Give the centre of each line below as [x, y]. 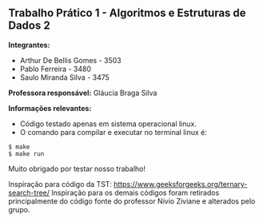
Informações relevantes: [50, 108]
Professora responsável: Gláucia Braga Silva [83, 93]
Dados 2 [29, 26]
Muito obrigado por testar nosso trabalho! [77, 168]
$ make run [26, 154]
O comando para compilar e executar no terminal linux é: [114, 132]
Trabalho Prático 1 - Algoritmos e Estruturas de [127, 13]
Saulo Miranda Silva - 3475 [65, 77]
